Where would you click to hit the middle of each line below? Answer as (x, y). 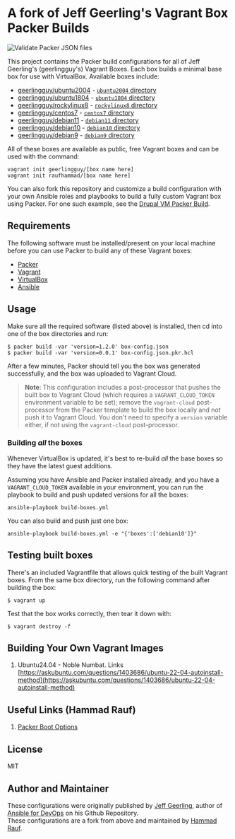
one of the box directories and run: (58, 333)
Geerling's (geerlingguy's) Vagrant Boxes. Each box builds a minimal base (115, 69)
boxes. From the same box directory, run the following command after (109, 580)
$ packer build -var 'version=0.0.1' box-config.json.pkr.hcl (101, 353)
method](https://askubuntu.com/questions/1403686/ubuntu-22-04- (116, 680)
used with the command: (43, 156)
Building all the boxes (45, 443)
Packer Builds (48, 28)
